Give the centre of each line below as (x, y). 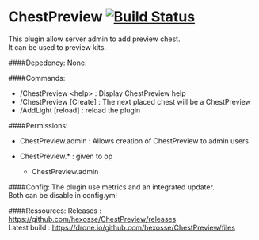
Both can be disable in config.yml (63, 195)
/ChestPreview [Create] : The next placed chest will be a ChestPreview (135, 101)
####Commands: (37, 78)
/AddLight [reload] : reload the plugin (80, 110)
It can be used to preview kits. (57, 47)
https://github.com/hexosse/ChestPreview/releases (92, 219)
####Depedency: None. (48, 63)
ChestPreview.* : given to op (66, 156)
